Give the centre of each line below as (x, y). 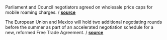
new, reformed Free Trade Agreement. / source (54, 32)
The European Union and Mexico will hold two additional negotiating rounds (84, 22)
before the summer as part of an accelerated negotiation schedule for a (79, 27)
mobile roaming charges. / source (40, 12)
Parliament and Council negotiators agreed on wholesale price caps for (79, 7)
